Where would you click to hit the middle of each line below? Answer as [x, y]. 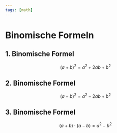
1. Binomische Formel [40, 54]
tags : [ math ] [19, 10]
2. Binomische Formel [40, 83]
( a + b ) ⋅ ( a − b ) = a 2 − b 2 [85, 125]
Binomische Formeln [50, 35]
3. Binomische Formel [40, 112]
